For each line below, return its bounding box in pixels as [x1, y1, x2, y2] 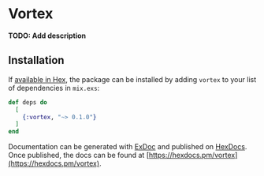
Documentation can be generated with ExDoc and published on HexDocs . [8, 142, 247, 152]
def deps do [8, 98, 47, 107]
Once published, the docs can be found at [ [8, 151, 150, 160]
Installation [8, 54, 65, 67]
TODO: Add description [8, 31, 87, 40]
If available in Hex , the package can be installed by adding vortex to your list [8, 74, 257, 84]
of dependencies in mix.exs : [8, 83, 100, 92]
